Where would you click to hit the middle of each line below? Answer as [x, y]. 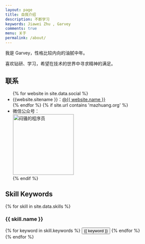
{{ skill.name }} [24, 219]
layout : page [19, 10]
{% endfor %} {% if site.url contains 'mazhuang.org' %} [70, 105]
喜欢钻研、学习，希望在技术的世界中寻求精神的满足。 [60, 63]
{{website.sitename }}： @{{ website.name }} [59, 99]
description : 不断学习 [27, 19]
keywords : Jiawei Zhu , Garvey [38, 24]
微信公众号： [26, 111]
